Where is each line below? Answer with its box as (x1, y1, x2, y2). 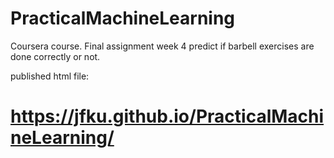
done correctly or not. (10, 50, 101, 62)
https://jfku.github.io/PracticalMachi (10, 105, 325, 128)
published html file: (10, 70, 90, 82)
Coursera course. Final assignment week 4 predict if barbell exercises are (10, 40, 315, 52)
